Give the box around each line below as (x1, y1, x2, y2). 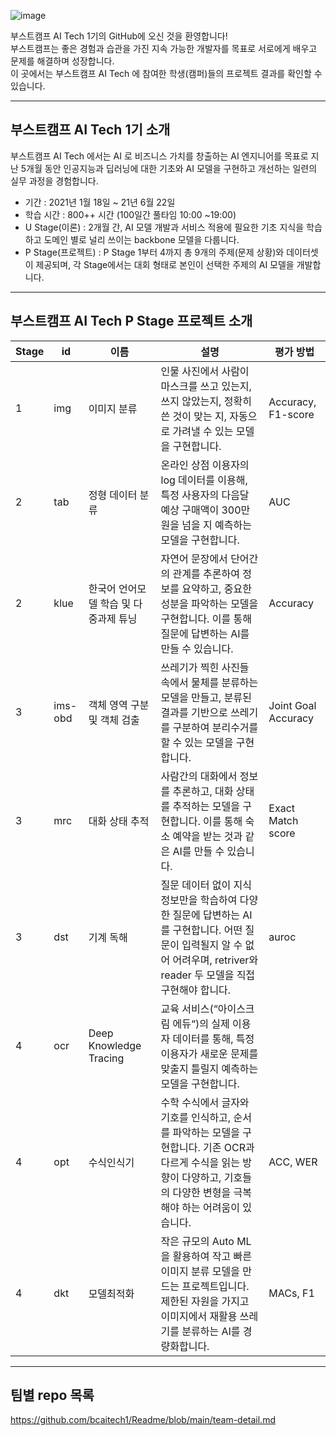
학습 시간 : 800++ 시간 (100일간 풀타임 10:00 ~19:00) (24, 208, 237, 220)
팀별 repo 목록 (10, 1387, 95, 1404)
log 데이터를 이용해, (160, 473, 248, 487)
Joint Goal (268, 698, 317, 712)
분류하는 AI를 (181, 1324, 241, 1338)
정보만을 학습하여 (160, 893, 238, 907)
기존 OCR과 (202, 1140, 255, 1154)
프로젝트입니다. (181, 1279, 250, 1293)
